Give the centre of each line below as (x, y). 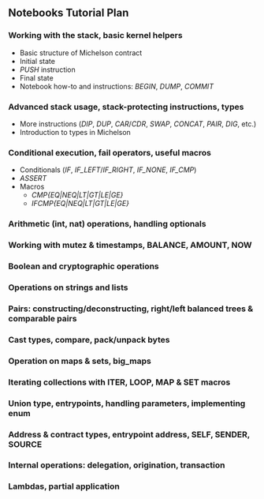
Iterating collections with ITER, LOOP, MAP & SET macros (119, 382)
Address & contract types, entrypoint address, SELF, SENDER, (129, 434)
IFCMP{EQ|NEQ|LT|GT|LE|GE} (80, 204)
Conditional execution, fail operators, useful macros (110, 152)
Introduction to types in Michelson (75, 132)
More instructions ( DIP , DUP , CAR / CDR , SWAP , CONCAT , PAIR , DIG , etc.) (138, 124)
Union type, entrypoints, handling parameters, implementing (127, 403)
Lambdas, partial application (64, 486)
